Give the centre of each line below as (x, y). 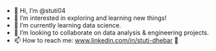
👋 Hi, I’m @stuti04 (40, 11)
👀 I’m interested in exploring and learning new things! (90, 18)
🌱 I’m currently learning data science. (68, 25)
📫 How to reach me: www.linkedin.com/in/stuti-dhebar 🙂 (96, 40)
